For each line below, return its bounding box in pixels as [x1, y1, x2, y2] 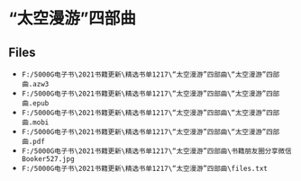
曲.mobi [21, 118, 50, 127]
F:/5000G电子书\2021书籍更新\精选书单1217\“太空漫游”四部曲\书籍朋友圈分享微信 [21, 147, 292, 156]
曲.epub [21, 99, 50, 108]
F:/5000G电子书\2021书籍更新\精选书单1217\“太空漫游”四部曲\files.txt [21, 164, 268, 173]
